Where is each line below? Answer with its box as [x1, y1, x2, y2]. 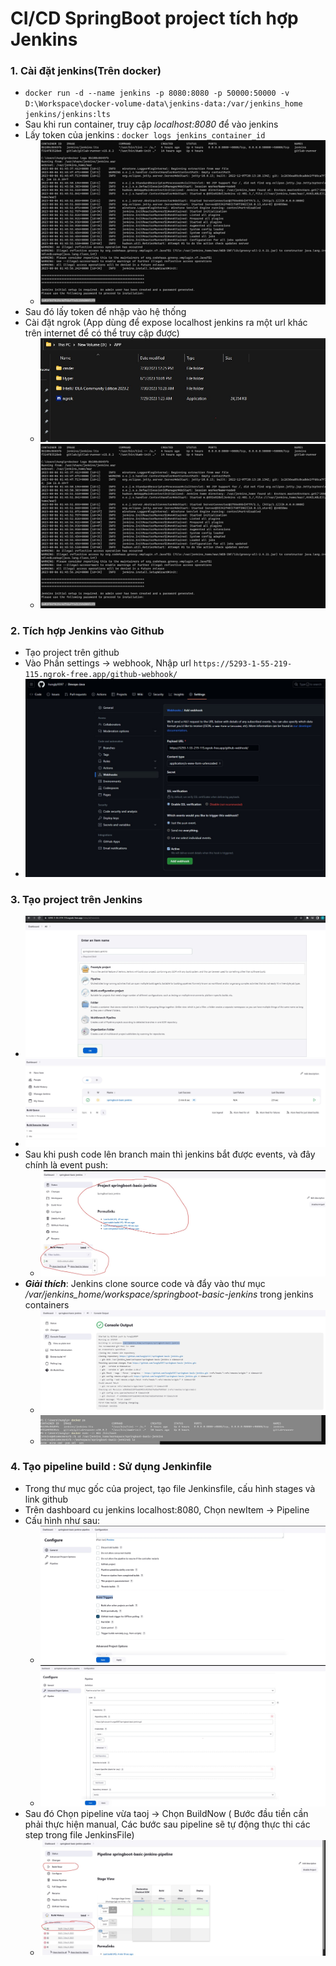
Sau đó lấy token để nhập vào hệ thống [24, 306, 187, 318]
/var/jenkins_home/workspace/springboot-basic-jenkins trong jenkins [24, 1288, 314, 1301]
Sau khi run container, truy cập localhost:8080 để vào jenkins [24, 118, 279, 131]
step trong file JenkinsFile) [24, 1829, 135, 1841]
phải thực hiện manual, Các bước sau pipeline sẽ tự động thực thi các [24, 1818, 311, 1830]
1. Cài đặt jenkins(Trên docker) [10, 64, 162, 78]
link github [24, 1493, 69, 1505]
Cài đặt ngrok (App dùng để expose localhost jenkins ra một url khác [24, 317, 308, 329]
